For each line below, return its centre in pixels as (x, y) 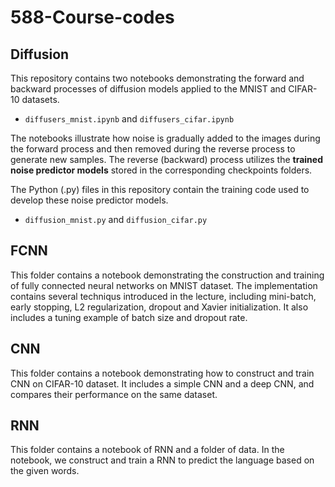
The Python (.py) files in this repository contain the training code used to (160, 189)
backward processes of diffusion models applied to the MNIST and (148, 89)
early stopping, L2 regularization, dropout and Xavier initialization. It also (159, 307)
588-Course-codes (92, 17)
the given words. (45, 471)
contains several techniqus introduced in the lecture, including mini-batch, (163, 296)
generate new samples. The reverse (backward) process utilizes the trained (166, 159)
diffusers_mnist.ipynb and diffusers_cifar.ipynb (129, 119)
